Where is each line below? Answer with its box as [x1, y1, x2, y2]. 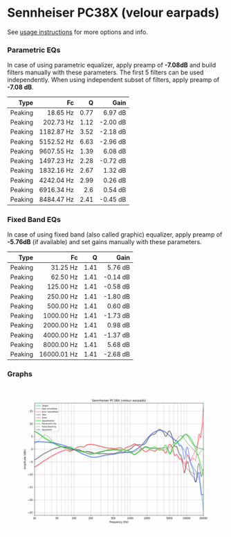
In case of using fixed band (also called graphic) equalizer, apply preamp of [7, 230, 223, 239]
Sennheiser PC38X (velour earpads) [7, 5, 220, 21]
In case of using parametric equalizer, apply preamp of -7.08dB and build [7, 61, 216, 69]
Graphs [7, 369, 33, 379]
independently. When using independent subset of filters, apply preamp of [7, 76, 220, 84]
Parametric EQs [7, 45, 61, 55]
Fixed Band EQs [7, 214, 61, 224]
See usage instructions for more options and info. [7, 28, 149, 36]
